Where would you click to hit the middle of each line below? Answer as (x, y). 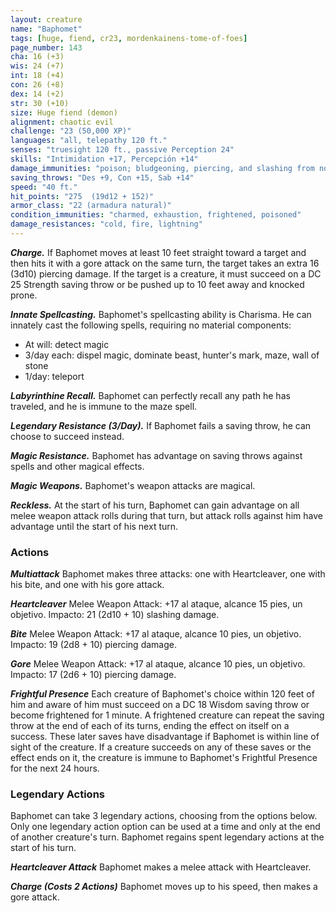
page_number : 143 (46, 47)
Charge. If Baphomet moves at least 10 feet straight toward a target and (158, 252)
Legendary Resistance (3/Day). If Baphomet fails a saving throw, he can (161, 425)
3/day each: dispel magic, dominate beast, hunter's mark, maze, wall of (172, 355)
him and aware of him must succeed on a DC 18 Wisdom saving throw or (160, 705)
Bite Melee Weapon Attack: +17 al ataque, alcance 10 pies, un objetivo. (156, 634)
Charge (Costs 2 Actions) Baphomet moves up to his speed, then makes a (164, 887)
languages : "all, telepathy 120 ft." (89, 141)
